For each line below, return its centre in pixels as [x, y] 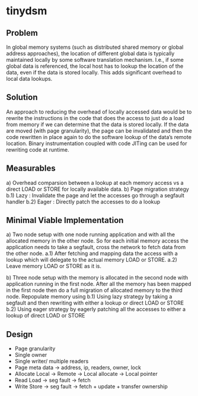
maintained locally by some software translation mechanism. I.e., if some [95, 60]
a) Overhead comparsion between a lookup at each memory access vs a [95, 183]
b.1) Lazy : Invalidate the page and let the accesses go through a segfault [95, 195]
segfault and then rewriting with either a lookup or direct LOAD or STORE [95, 303]
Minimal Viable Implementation [65, 220]
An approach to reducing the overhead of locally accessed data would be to [99, 112]
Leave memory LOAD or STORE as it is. [54, 266]
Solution [22, 97]
